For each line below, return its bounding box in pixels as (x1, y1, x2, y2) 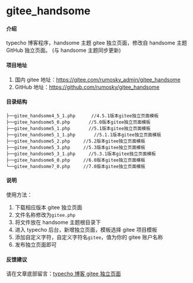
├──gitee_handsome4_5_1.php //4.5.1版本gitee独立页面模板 (6, 113, 159, 119)
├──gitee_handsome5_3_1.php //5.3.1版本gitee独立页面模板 (6, 151, 156, 157)
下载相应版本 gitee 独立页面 (14, 204, 83, 211)
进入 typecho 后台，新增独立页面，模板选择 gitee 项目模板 (14, 226, 157, 233)
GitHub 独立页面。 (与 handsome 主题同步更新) (6, 46, 121, 54)
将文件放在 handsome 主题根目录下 (14, 219, 101, 226)
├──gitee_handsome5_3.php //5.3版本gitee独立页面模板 (6, 144, 145, 150)
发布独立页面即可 (14, 241, 57, 248)
